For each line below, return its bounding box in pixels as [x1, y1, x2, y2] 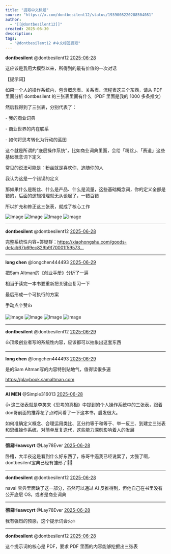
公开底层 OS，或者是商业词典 [5, 491, 67, 497]
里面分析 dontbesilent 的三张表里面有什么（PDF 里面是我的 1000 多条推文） [5, 93, 164, 99]
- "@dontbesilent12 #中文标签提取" [10, 41, 81, 46]
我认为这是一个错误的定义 [5, 175, 59, 181]
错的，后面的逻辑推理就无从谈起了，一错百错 [5, 192, 99, 199]
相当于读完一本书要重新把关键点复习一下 [5, 280, 90, 286]
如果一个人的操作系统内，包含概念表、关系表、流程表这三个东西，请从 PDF [5, 87, 163, 93]
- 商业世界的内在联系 [5, 125, 49, 131]
